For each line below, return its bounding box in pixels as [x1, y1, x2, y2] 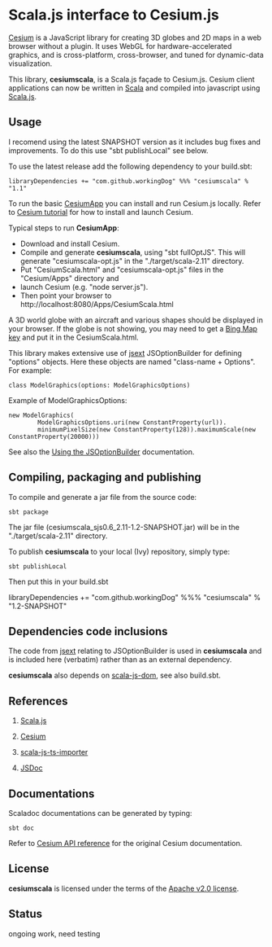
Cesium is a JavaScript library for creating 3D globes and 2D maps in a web [8, 33, 262, 42]
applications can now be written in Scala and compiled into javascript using [8, 83, 261, 93]
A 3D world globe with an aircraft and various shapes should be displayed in [8, 315, 264, 325]
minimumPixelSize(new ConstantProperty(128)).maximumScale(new [37, 425, 256, 433]
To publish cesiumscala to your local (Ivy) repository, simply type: [8, 546, 230, 556]
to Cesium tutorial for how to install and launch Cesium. [8, 207, 193, 217]
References [8, 694, 68, 708]
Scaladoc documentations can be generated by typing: [8, 809, 192, 818]
